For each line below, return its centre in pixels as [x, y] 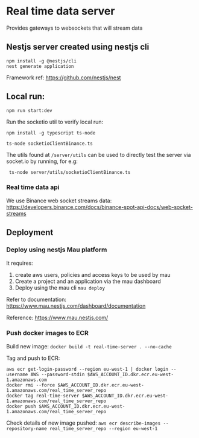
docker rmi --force [31, 385]
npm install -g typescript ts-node [51, 133]
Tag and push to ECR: [33, 358]
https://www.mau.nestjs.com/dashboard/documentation [76, 306]
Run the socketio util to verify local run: [55, 122]
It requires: [20, 263]
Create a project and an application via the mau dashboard [88, 281]
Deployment [30, 232]
